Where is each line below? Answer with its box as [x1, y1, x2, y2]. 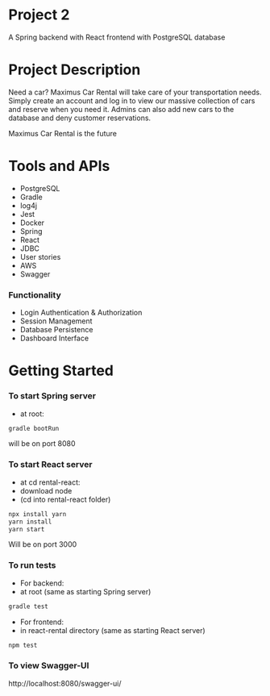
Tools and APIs [8, 157, 110, 175]
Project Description [8, 60, 141, 79]
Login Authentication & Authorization [19, 308, 143, 318]
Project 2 [8, 6, 70, 24]
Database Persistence [19, 325, 93, 335]
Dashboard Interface [19, 333, 89, 344]
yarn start [8, 525, 45, 533]
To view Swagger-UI [8, 660, 89, 671]
